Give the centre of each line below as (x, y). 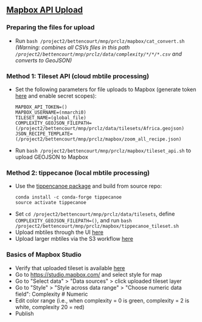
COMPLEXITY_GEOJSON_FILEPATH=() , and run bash (73, 221)
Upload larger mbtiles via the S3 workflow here (74, 239)
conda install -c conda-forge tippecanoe (68, 197)
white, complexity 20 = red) (50, 307)
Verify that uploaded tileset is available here (70, 268)
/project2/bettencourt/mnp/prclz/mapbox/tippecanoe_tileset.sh (97, 226)
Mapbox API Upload (45, 10)
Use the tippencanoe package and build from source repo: (89, 186)
